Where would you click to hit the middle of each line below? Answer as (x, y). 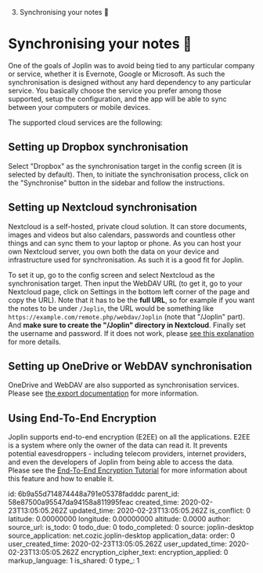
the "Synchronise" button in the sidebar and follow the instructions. (117, 182)
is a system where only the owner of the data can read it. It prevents (118, 445)
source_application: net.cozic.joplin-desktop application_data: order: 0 (122, 536)
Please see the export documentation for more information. (104, 393)
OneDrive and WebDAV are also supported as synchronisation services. (124, 385)
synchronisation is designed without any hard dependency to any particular (130, 82)
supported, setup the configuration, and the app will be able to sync (117, 99)
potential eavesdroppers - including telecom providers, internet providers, (127, 454)
